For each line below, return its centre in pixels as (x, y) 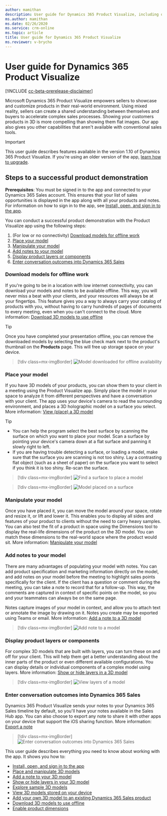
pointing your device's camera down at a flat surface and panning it (82, 442)
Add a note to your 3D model (42, 777)
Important (15, 142)
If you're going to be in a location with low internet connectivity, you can (79, 285)
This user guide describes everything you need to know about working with (83, 751)
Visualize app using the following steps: (46, 225)
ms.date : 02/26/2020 (27, 24)
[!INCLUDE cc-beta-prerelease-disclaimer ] (49, 91)
